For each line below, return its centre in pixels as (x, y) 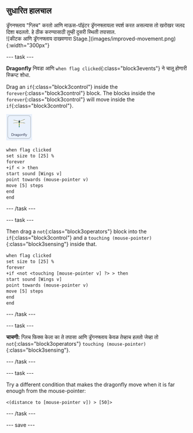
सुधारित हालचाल (29, 11)
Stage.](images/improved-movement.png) (125, 39)
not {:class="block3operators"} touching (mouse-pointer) (76, 343)
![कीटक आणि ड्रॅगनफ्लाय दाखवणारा (39, 39)
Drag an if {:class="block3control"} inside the (62, 87)
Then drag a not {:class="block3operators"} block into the (76, 231)
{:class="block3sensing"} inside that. (52, 244)
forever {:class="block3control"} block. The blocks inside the (81, 93)
